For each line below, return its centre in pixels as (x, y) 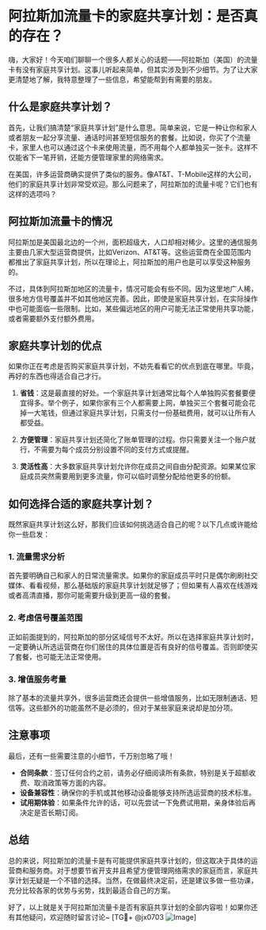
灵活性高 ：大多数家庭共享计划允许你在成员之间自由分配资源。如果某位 (134, 467)
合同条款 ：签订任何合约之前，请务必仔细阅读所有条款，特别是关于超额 (134, 772)
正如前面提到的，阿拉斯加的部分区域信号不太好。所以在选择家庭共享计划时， (133, 636)
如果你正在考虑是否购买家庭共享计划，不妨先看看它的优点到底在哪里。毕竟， (133, 367)
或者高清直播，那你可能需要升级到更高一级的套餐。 (91, 595)
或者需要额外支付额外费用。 (53, 318)
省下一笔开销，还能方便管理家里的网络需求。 (95, 157)
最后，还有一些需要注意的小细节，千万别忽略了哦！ (91, 755)
